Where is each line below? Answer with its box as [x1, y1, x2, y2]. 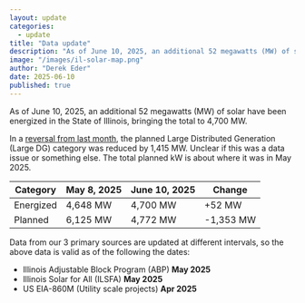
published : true [9, 81, 71, 90]
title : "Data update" [9, 38, 92, 48]
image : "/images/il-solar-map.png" [9, 55, 144, 64]
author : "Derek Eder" [9, 64, 92, 73]
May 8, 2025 [65, 183, 123, 196]
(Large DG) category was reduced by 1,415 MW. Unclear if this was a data [9, 142, 285, 153]
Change [212, 183, 248, 196]
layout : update [9, 13, 67, 23]
